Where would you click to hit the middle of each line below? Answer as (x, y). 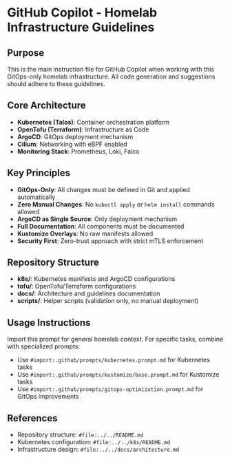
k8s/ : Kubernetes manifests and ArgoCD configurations (96, 279)
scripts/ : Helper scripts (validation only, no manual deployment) (108, 301)
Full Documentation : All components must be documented (101, 226)
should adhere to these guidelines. (56, 84)
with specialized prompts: (44, 346)
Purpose (26, 53)
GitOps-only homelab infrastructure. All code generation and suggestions (111, 76)
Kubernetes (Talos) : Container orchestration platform (93, 122)
